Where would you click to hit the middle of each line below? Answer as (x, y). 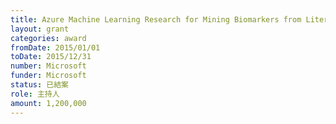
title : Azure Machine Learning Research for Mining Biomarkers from (156, 19)
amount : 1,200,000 (48, 103)
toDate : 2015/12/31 (51, 57)
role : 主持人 (35, 94)
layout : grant (40, 29)
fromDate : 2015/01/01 (55, 47)
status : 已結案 (39, 85)
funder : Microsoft (48, 76)
